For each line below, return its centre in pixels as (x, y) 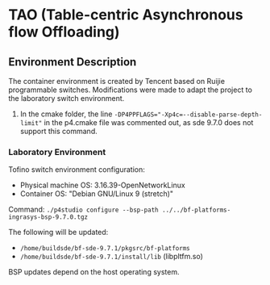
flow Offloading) (64, 32)
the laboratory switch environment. (66, 98)
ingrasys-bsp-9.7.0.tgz (48, 217)
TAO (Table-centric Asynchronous (126, 15)
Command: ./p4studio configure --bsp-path (83, 210)
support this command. (59, 131)
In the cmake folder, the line (66, 114)
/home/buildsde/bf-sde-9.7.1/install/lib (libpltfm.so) (112, 257)
